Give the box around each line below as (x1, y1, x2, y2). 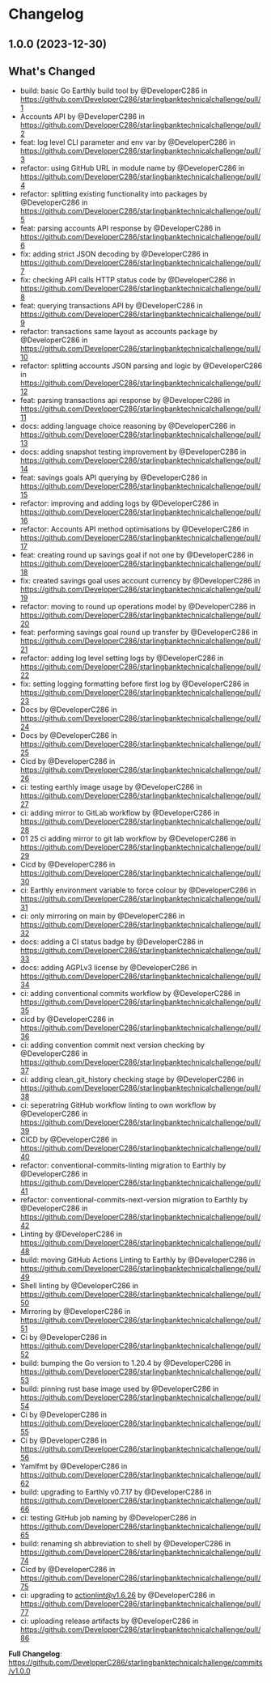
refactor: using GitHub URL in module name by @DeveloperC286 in (19, 163, 245, 173)
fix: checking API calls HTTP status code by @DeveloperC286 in (19, 275, 236, 285)
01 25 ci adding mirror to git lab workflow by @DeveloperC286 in (19, 834, 237, 844)
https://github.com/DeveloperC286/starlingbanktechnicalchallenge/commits (8, 1658, 263, 1668)
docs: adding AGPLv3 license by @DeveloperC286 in (19, 963, 197, 973)
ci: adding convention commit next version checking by (19, 1041, 205, 1050)
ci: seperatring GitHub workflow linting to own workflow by (19, 1100, 217, 1110)
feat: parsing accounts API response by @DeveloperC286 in (19, 223, 221, 233)
